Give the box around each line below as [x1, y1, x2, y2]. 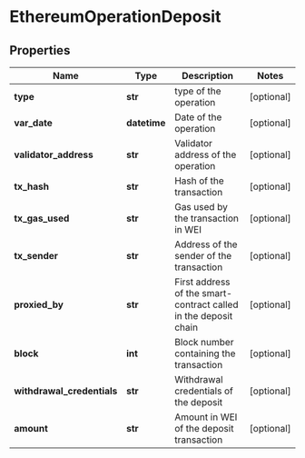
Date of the [173, 111, 222, 124]
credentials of [173, 384, 233, 397]
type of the [173, 85, 221, 97]
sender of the [173, 250, 232, 262]
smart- [202, 287, 233, 299]
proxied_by [14, 298, 64, 311]
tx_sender [14, 250, 59, 262]
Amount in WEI [173, 411, 238, 423]
